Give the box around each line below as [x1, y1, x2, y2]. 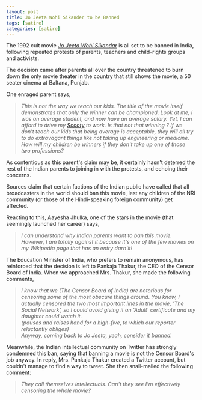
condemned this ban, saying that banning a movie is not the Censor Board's [6, 350, 194, 357]
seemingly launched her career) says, [6, 220, 100, 228]
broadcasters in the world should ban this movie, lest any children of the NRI [6, 190, 196, 197]
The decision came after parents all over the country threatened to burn [6, 67, 184, 74]
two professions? [20, 147, 64, 154]
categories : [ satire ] [6, 25, 61, 32]
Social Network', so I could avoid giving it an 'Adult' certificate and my [20, 306, 196, 314]
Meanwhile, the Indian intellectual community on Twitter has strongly [6, 344, 177, 351]
